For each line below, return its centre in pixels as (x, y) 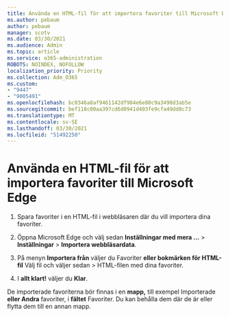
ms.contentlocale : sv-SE (42, 122)
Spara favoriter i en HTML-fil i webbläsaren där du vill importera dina (114, 217)
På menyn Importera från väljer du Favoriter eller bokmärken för (108, 258)
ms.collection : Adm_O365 (42, 77)
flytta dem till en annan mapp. (49, 307)
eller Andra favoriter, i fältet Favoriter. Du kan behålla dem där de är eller (110, 299)
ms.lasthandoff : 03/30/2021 (47, 128)
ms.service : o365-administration (55, 58)
